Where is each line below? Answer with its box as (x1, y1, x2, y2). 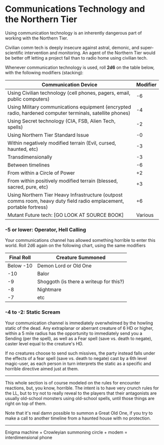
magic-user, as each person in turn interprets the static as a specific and (5, 360, 151, 366)
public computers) (7, 95, 50, 102)
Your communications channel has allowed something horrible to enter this (5, 237, 156, 243)
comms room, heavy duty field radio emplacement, (7, 197, 124, 204)
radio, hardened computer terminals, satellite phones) (7, 109, 131, 116)
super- (140, 44, 154, 50)
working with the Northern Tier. (5, 35, 68, 41)
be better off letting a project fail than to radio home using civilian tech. (5, 55, 148, 61)
